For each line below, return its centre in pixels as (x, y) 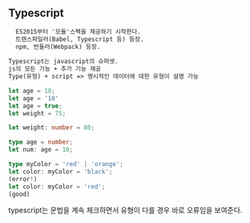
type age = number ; (41, 142)
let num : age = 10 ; (41, 150)
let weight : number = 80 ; (51, 128)
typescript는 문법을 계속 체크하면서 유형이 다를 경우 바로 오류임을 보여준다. (125, 210)
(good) (19, 194)
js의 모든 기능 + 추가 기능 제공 (55, 69)
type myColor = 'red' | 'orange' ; (66, 164)
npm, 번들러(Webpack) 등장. (58, 47)
